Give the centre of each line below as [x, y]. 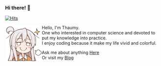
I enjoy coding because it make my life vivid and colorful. [99, 43]
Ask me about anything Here [70, 52]
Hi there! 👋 [18, 8]
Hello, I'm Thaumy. [61, 28]
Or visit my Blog [58, 58]
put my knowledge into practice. [74, 38]
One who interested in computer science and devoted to [99, 33]
